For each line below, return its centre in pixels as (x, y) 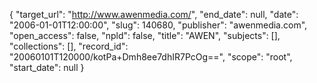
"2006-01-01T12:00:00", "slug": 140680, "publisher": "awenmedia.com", (158, 25)
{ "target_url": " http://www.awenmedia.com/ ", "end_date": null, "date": (154, 14)
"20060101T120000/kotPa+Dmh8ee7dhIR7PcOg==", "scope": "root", (151, 57)
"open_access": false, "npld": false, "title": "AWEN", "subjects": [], (145, 35)
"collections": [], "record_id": (69, 46)
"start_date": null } (47, 67)
